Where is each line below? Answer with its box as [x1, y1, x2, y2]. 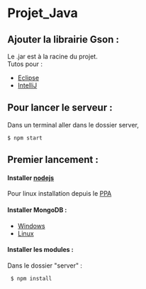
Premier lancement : [7, 154, 99, 166]
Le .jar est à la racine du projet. [7, 52, 98, 61]
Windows [17, 221, 45, 230]
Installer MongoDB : [7, 206, 67, 214]
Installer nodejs [7, 173, 55, 182]
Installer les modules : [7, 246, 74, 254]
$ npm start [7, 134, 43, 142]
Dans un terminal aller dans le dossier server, [7, 120, 140, 129]
